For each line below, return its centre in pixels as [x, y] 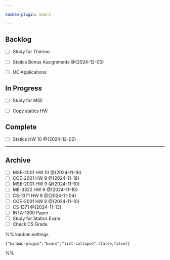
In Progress [24, 89]
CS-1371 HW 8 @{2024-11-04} [45, 196]
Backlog [18, 39]
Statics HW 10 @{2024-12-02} [44, 139]
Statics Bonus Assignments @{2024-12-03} [58, 62]
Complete [21, 127]
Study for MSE [28, 101]
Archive [18, 160]
